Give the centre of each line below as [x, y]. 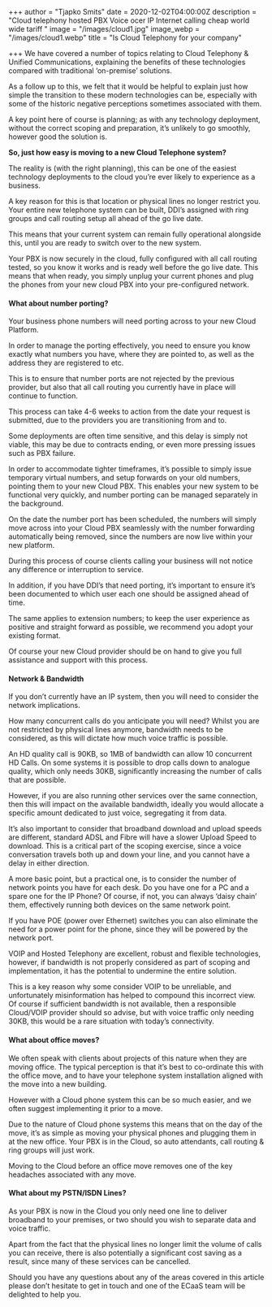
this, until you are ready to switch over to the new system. [105, 243]
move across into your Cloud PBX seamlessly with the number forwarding [132, 528]
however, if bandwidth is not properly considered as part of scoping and [129, 962]
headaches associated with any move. [72, 1175]
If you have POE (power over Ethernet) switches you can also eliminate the [133, 921]
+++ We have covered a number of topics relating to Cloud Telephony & [129, 53]
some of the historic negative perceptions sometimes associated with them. [135, 104]
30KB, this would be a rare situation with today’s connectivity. [112, 1021]
